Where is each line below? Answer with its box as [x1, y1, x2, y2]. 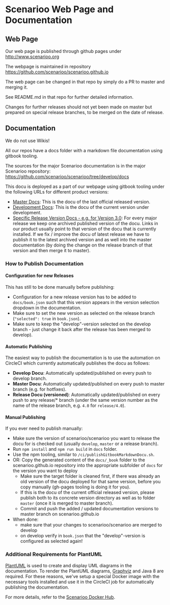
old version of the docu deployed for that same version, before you [20, 479, 161, 485]
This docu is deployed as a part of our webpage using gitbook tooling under [5, 183, 164, 189]
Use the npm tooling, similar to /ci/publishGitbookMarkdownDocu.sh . [12, 452, 155, 458]
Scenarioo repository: [5, 168, 51, 174]
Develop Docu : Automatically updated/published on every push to [12, 370, 152, 376]
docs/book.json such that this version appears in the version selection [12, 299, 159, 305]
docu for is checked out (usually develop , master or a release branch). [12, 441, 159, 447]
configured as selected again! [20, 538, 83, 544]
